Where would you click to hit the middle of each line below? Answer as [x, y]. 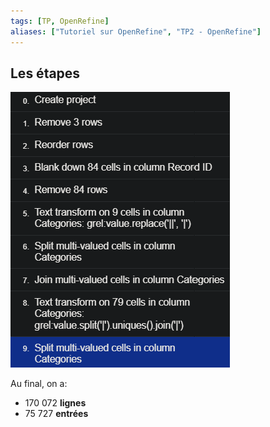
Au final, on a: [39, 384]
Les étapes [45, 73]
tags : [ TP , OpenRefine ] [60, 21]
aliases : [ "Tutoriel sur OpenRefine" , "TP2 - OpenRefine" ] [136, 31]
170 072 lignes [55, 403]
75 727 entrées [56, 414]
